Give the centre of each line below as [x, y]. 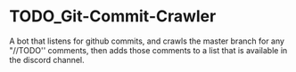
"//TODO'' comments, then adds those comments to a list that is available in [148, 50]
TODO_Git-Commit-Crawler [113, 16]
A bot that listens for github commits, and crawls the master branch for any [147, 41]
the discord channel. [47, 60]
